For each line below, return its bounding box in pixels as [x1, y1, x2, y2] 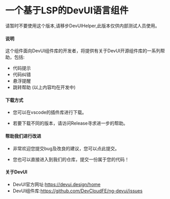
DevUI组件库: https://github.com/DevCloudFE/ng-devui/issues [12, 188, 143, 194]
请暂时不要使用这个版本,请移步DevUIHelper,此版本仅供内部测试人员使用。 [5, 23, 160, 29]
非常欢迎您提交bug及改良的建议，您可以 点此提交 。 [12, 145, 120, 151]
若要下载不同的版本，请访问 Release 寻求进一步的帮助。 [12, 120, 128, 126]
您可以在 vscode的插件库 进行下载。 [12, 109, 87, 115]
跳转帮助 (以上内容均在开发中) [12, 84, 76, 90]
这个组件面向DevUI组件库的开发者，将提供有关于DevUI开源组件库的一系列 [5, 48, 161, 54]
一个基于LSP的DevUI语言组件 [5, 5, 129, 16]
